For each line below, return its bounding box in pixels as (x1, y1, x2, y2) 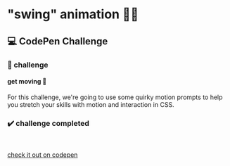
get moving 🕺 (7, 77, 47, 86)
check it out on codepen (7, 151, 78, 159)
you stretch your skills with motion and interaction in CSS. (7, 100, 174, 108)
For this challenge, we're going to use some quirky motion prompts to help (7, 93, 223, 101)
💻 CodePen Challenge (7, 35, 108, 47)
